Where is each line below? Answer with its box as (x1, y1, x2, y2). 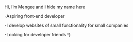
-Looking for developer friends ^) (4, 32, 71, 37)
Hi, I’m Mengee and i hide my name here (4, 4, 85, 10)
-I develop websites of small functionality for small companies (4, 22, 129, 28)
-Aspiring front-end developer (4, 13, 65, 19)
